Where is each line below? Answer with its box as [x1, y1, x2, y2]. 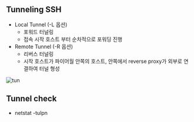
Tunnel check [6, 94, 57, 104]
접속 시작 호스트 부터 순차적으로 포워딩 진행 [23, 35, 122, 43]
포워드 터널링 [23, 28, 54, 35]
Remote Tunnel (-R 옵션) [14, 43, 73, 50]
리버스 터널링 [23, 50, 54, 57]
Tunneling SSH [6, 5, 62, 15]
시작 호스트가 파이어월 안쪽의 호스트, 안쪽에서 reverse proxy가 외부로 [23, 57, 182, 65]
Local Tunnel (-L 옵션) [14, 21, 68, 28]
